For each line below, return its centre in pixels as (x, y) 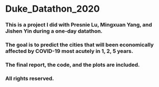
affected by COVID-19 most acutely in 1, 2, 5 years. (69, 51)
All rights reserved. (30, 78)
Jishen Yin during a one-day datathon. (54, 31)
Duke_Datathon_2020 (53, 9)
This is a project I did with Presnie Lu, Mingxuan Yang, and (79, 25)
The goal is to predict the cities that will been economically (79, 45)
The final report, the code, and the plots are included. (73, 65)
